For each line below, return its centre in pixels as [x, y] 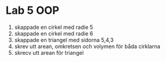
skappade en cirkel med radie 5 [54, 27]
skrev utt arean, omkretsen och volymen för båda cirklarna [87, 46]
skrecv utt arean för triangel [49, 52]
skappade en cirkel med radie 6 [54, 33]
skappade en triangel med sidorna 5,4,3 [64, 40]
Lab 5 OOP [33, 11]
